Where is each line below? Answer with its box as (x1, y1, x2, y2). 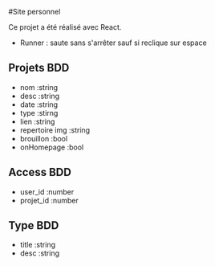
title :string (19, 240, 56, 250)
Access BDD (8, 166, 72, 179)
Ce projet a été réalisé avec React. (8, 23, 122, 31)
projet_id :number (19, 195, 79, 205)
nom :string (19, 82, 59, 92)
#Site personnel (8, 7, 61, 16)
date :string (19, 100, 59, 109)
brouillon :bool (19, 133, 68, 143)
